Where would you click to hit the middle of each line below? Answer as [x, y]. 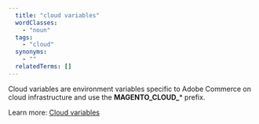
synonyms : [31, 52]
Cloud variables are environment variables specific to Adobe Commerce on [129, 89]
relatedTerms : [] [44, 67]
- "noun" [36, 30]
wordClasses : [36, 23]
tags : [24, 37]
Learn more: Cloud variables [54, 112]
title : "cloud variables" [58, 15]
